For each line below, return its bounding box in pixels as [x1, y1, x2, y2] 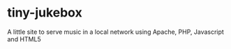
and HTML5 [7, 35, 41, 43]
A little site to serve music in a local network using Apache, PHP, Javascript [7, 28, 225, 36]
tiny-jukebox [7, 5, 82, 21]
